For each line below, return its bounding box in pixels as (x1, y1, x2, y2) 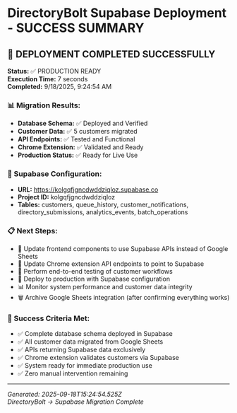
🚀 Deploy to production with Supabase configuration (17, 274, 171, 283)
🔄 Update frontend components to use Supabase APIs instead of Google (17, 244, 229, 252)
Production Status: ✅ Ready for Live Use (17, 151, 138, 160)
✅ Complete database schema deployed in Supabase (17, 330, 173, 338)
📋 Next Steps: (7, 226, 58, 235)
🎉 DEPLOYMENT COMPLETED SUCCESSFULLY (7, 48, 216, 60)
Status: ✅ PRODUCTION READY (7, 67, 102, 75)
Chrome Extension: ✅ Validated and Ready (17, 143, 144, 151)
